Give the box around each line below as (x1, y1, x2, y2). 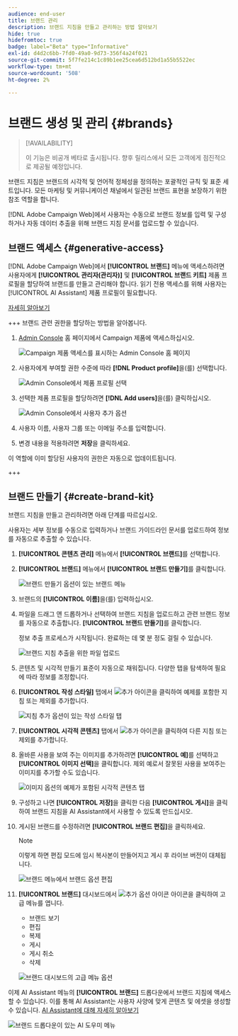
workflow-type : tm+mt (8, 63, 72, 70)
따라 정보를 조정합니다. (25, 672, 89, 681)
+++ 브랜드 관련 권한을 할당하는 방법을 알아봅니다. (8, 319, 147, 327)
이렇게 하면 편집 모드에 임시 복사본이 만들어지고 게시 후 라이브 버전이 (18, 850, 208, 859)
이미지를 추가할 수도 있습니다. (18, 768, 101, 776)
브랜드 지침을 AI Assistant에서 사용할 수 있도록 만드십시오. (31, 807, 193, 815)
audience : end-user (8, 10, 66, 18)
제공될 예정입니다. (33, 162, 83, 171)
